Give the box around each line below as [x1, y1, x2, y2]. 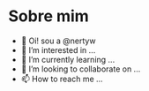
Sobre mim [8, 6, 89, 27]
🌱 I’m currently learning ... [20, 54, 115, 64]
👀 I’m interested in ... [20, 44, 96, 55]
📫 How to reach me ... [20, 73, 103, 84]
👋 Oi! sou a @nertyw [20, 35, 96, 46]
